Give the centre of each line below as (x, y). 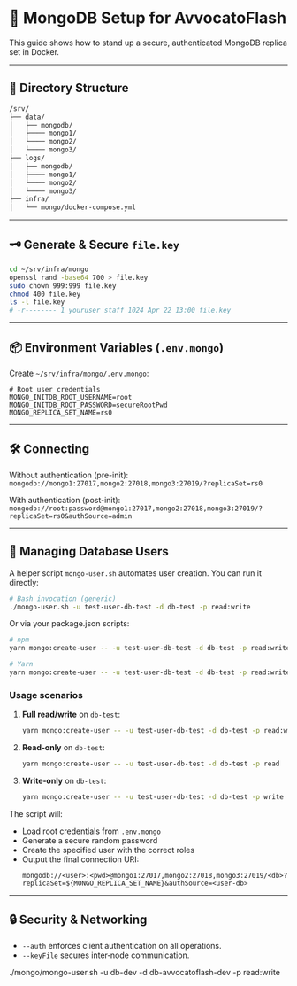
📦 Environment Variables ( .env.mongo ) (116, 348)
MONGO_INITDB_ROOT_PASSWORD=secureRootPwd (88, 405)
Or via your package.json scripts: (69, 624)
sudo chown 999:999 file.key (63, 286)
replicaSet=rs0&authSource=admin (71, 516)
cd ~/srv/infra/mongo (49, 269)
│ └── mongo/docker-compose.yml (73, 207)
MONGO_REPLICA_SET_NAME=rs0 (61, 413)
